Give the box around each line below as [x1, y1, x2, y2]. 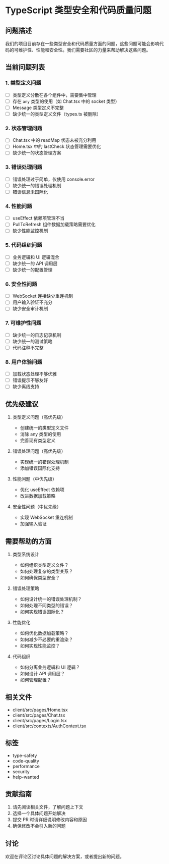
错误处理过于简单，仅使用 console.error [12, 176, 95, 182]
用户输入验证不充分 [12, 299, 53, 305]
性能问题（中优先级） [12, 476, 57, 482]
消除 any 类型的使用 [20, 431, 61, 437]
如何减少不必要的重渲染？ [20, 636, 73, 642]
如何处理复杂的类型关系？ [20, 568, 73, 574]
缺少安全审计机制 [12, 306, 48, 312]
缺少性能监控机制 [12, 228, 48, 234]
